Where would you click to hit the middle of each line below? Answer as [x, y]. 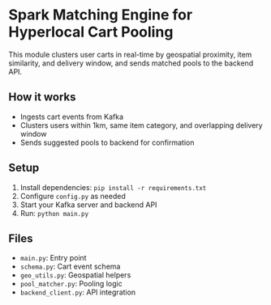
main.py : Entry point [53, 258]
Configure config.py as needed [73, 196]
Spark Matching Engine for [101, 15]
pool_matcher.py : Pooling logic [71, 284]
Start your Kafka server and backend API [88, 205]
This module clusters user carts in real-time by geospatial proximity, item [130, 54]
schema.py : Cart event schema [70, 267]
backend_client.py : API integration [78, 292]
